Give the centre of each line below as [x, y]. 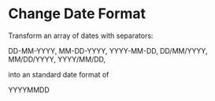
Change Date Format [77, 14]
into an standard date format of [59, 74]
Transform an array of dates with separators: [81, 36]
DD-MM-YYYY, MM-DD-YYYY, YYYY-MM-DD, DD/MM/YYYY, [108, 50]
